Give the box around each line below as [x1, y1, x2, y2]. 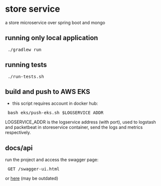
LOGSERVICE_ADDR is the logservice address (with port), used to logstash [5, 119, 156, 125]
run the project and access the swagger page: [5, 157, 99, 163]
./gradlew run [7, 46, 42, 52]
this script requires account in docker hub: [12, 100, 98, 106]
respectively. [5, 130, 31, 136]
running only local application [5, 34, 98, 42]
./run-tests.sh [7, 73, 44, 79]
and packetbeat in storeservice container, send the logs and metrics [5, 124, 143, 130]
